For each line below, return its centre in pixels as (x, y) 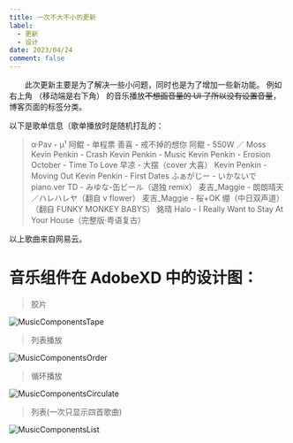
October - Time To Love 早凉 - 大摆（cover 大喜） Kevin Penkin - (149, 165)
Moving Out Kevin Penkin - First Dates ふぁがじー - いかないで (143, 176)
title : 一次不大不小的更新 (53, 17)
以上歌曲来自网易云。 (48, 239)
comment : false (37, 58)
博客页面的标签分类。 (48, 107)
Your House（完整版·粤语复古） (88, 220)
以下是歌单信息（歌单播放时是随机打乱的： (86, 126)
